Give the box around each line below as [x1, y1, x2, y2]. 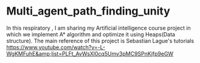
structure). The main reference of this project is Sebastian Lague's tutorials [6, 37, 195, 44]
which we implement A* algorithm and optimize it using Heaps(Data [6, 30, 175, 38]
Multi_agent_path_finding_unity [6, 4, 170, 18]
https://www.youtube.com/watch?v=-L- [6, 44, 105, 51]
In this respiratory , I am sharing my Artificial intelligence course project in [6, 24, 191, 31]
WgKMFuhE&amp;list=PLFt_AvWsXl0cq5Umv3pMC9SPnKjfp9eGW [6, 50, 174, 57]
